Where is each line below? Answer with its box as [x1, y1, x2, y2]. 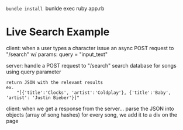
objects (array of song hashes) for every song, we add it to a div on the [6, 111, 178, 118]
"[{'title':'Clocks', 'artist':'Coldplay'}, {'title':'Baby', [16, 90, 171, 96]
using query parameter [6, 68, 61, 75]
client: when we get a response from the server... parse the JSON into [6, 105, 174, 112]
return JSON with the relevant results [6, 79, 103, 85]
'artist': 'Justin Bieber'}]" [6, 94, 80, 101]
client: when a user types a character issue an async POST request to [6, 44, 174, 51]
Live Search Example [6, 26, 110, 38]
